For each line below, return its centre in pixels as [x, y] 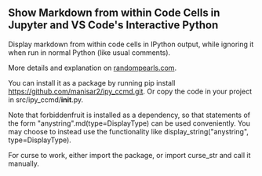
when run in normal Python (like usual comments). [89, 52]
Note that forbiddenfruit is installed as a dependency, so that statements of [129, 115]
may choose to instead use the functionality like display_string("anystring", [129, 131]
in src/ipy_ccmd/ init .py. [46, 99]
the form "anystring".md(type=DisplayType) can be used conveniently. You [129, 123]
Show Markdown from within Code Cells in [114, 13]
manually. [24, 163]
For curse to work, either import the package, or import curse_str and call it [129, 155]
